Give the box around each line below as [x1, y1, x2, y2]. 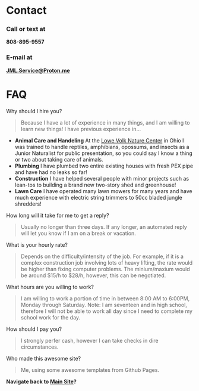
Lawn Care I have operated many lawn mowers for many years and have [14, 187, 192, 194]
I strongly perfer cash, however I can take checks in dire [20, 337, 159, 344]
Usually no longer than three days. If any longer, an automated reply [20, 223, 187, 230]
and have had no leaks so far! [14, 168, 87, 176]
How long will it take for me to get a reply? [6, 212, 109, 219]
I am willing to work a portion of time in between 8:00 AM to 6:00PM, [20, 294, 190, 302]
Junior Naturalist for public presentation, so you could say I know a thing [14, 150, 193, 157]
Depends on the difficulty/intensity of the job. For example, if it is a [20, 253, 184, 260]
